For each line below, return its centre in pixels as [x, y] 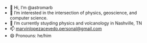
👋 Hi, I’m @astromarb [31, 8]
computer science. [29, 18]
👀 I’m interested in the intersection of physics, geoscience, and [73, 13]
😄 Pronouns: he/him [30, 36]
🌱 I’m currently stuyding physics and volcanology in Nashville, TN [76, 23]
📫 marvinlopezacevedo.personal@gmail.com [56, 29]
